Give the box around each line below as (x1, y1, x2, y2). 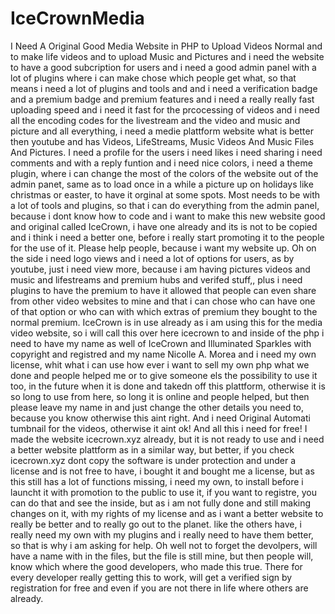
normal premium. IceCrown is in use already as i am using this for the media (10, 316, 323, 328)
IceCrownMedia (10, 7, 145, 30)
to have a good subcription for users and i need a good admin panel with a (10, 61, 317, 73)
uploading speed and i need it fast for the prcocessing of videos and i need (10, 103, 320, 116)
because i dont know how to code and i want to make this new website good (10, 210, 326, 222)
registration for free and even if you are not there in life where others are (10, 582, 309, 594)
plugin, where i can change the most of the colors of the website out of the (10, 167, 319, 179)
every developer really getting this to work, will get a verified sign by (10, 571, 293, 583)
